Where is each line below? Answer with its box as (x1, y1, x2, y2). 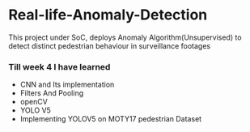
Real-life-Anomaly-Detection (8, 6, 208, 24)
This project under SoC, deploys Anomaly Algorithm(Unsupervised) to (8, 32, 242, 42)
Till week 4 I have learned (8, 61, 111, 72)
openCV (19, 97, 49, 107)
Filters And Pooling (19, 88, 83, 98)
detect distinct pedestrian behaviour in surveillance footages (8, 40, 211, 50)
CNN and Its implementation (19, 79, 115, 90)
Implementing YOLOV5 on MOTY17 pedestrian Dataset (19, 114, 202, 124)
